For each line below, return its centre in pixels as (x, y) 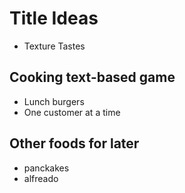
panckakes (46, 168)
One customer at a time (72, 112)
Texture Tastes (54, 46)
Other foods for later (74, 143)
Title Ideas (54, 18)
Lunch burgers (54, 101)
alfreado (41, 178)
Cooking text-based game (92, 77)
